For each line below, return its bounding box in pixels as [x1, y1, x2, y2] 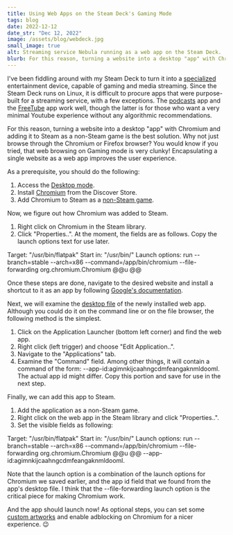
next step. [17, 379, 46, 387]
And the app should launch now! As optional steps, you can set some [7, 505, 205, 514]
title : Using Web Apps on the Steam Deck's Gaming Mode [7, 10, 172, 17]
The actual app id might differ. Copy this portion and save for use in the [17, 371, 221, 380]
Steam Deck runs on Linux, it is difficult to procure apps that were [7, 89, 195, 97]
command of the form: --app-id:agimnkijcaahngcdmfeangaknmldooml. [17, 365, 221, 373]
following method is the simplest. [7, 314, 102, 322]
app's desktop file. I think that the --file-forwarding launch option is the [7, 484, 211, 493]
